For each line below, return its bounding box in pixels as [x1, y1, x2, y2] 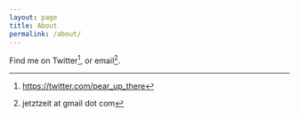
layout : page [9, 12, 58, 22]
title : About [9, 21, 58, 30]
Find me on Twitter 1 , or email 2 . [9, 54, 121, 66]
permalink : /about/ [9, 29, 82, 38]
